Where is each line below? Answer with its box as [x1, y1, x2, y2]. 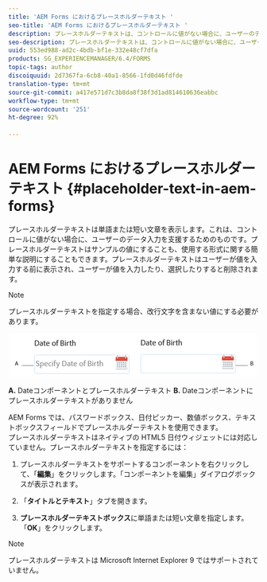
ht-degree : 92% [8, 114, 59, 122]
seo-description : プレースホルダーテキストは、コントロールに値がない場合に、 [8, 38, 240, 46]
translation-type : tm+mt [8, 80, 91, 88]
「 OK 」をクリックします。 [19, 522, 107, 533]
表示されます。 [33, 478, 83, 489]
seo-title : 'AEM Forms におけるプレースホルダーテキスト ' [8, 21, 188, 29]
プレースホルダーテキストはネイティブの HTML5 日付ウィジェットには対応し [8, 432, 258, 442]
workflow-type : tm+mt [8, 96, 80, 105]
